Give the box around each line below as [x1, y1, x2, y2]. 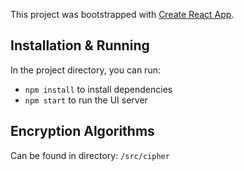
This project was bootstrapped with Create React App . [10, 9, 235, 20]
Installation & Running [10, 37, 150, 54]
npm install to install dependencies [24, 83, 173, 95]
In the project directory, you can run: [10, 64, 161, 76]
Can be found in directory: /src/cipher [10, 149, 170, 161]
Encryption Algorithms [10, 123, 155, 140]
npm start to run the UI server [24, 94, 148, 106]
